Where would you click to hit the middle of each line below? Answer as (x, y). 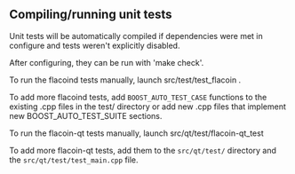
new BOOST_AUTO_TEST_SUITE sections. (86, 115)
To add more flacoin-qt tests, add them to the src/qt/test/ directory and (143, 150)
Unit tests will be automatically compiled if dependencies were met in (136, 36)
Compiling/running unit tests (91, 15)
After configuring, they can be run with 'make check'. (107, 62)
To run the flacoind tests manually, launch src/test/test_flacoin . (125, 80)
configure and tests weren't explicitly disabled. (95, 45)
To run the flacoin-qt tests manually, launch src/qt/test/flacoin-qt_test (136, 133)
